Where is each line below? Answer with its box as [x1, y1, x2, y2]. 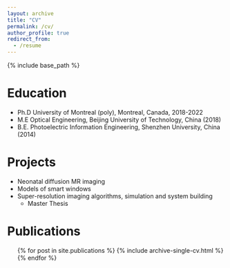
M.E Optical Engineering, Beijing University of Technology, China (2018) [17, 115, 222, 124]
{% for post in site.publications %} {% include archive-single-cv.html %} [17, 246, 224, 254]
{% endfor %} [17, 253, 57, 262]
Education [7, 86, 67, 101]
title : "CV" [7, 17, 41, 23]
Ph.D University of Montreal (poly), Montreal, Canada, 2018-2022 [17, 108, 204, 116]
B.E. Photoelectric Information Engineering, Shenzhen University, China [17, 122, 221, 131]
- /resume [13, 42, 41, 49]
